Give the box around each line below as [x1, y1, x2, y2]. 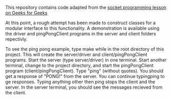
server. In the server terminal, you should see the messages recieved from [5, 84, 163, 90]
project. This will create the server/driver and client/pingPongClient [5, 51, 147, 57]
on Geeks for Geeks [5, 10, 48, 16]
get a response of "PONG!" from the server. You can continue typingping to [5, 73, 165, 79]
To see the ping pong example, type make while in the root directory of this [5, 46, 164, 52]
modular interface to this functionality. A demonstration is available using [5, 25, 160, 31]
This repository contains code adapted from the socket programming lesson [5, 5, 167, 10]
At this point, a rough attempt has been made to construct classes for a [5, 20, 156, 26]
